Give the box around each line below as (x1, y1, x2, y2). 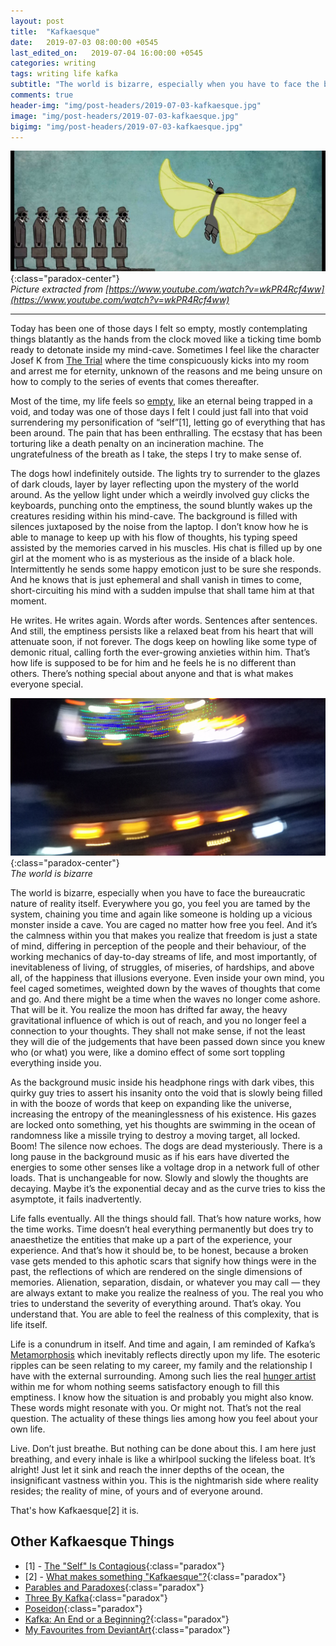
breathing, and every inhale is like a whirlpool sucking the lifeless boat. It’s (10, 1453, 316, 1465)
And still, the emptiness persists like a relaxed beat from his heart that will (10, 625, 314, 637)
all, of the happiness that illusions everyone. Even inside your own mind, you (10, 972, 325, 984)
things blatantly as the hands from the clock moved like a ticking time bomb (10, 333, 322, 345)
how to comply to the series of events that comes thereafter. (10, 376, 260, 388)
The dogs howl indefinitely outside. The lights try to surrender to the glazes (10, 468, 321, 480)
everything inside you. (10, 1057, 102, 1069)
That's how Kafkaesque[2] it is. (10, 1505, 140, 1517)
